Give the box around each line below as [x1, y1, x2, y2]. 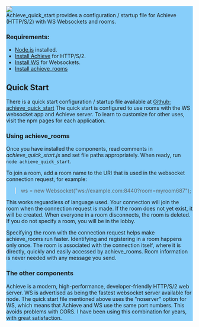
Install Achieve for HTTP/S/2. [14, 53, 86, 60]
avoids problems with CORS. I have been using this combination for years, [6, 308, 187, 315]
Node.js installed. [14, 46, 57, 53]
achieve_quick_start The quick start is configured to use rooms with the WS [6, 104, 191, 112]
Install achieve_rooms [14, 65, 68, 72]
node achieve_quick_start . [6, 158, 72, 165]
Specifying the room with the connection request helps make [6, 229, 155, 236]
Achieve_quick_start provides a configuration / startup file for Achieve [6, 12, 176, 18]
